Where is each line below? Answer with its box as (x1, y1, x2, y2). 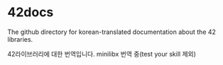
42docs (7, 4, 54, 20)
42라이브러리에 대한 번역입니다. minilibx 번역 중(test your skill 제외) (7, 49, 197, 58)
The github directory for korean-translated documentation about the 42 (7, 28, 217, 36)
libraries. (7, 35, 33, 43)
